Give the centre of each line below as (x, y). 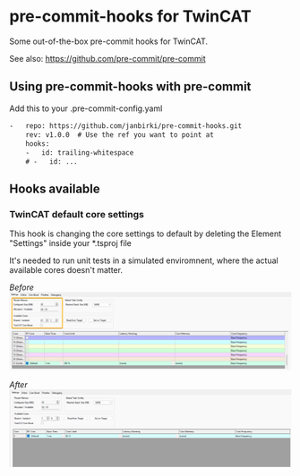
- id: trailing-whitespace (80, 153)
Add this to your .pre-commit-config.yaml (86, 108)
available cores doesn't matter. (66, 270)
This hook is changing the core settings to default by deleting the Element (146, 234)
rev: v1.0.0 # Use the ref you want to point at (120, 135)
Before (21, 287)
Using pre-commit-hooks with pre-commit (130, 87)
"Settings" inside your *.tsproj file (70, 243)
